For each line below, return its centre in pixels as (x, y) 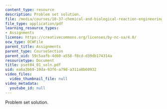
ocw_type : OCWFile (24, 42)
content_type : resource (30, 10)
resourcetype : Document (30, 60)
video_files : (19, 74)
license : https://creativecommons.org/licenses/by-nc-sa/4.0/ (71, 38)
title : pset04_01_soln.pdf (33, 65)
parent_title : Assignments (33, 47)
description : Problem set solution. (43, 14)
